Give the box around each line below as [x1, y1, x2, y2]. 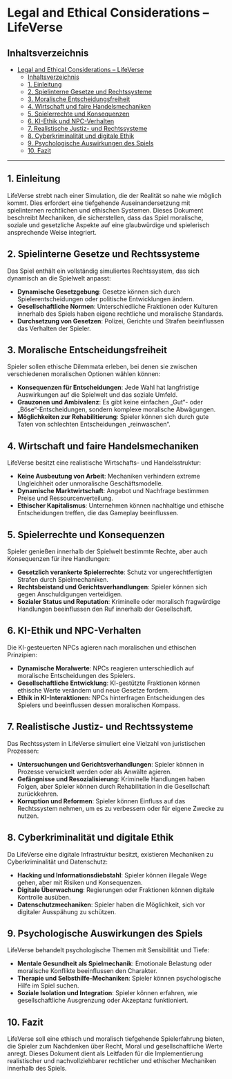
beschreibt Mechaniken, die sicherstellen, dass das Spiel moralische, [7, 213, 204, 222]
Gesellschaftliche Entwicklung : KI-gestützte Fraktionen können [17, 679, 200, 687]
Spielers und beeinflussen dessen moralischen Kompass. [17, 701, 181, 709]
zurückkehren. [17, 790, 59, 798]
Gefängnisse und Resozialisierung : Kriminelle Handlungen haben [17, 774, 206, 783]
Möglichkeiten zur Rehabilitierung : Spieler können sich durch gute [17, 413, 209, 421]
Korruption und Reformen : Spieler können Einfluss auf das [17, 796, 186, 805]
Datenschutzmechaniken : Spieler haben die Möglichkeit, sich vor [17, 900, 205, 909]
